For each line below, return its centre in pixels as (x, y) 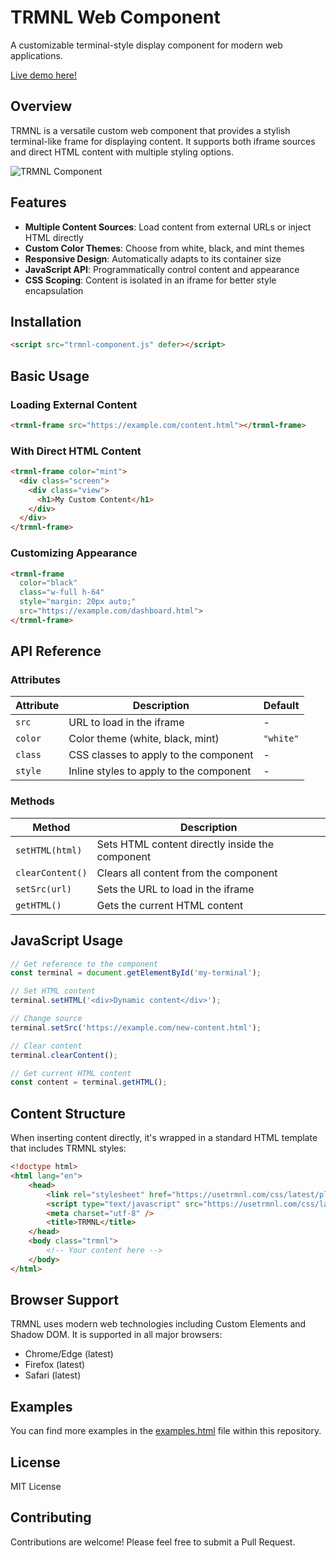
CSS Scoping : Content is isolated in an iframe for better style (150, 280)
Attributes (35, 680)
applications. (36, 55)
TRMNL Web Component (115, 17)
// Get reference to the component (84, 964)
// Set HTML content (53, 991)
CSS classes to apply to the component (161, 755)
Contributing (51, 1517)
